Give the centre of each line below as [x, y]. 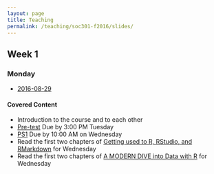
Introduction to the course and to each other [80, 120]
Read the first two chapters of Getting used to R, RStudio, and [105, 142]
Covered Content [32, 105]
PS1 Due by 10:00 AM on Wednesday [69, 134]
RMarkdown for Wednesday [56, 149]
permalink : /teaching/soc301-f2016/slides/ [71, 26]
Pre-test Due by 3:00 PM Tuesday [65, 127]
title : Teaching [30, 20]
